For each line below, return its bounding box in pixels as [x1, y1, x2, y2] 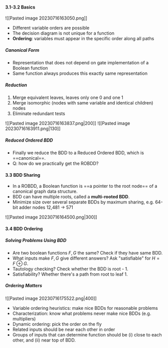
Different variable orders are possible [12, 25, 90, 31]
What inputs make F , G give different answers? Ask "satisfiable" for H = [12, 255, 160, 261]
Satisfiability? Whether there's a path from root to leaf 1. [12, 271, 128, 277]
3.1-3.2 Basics [5, 4, 36, 10]
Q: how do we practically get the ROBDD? [12, 161, 99, 167]
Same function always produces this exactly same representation [12, 70, 148, 76]
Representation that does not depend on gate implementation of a [12, 60, 149, 66]
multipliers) [12, 315, 36, 321]
